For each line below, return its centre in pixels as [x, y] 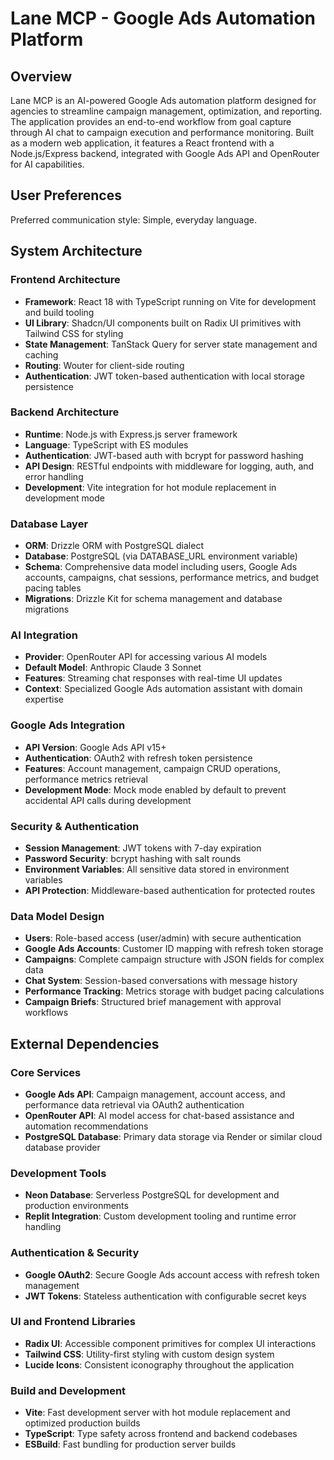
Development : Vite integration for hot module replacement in [150, 487]
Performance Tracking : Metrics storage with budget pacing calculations [174, 991]
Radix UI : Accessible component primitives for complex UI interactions [170, 1343]
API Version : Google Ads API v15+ [95, 747]
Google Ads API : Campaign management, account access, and [155, 1094]
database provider [62, 1147]
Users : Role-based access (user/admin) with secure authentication [163, 938]
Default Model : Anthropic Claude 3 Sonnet [113, 668]
